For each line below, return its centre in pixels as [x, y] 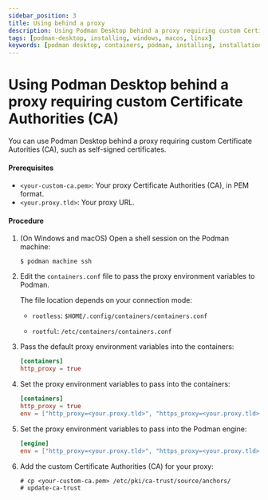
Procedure [26, 220]
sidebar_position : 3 [43, 16]
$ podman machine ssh [55, 262]
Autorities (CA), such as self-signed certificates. [87, 149]
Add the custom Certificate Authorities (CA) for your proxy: [116, 466]
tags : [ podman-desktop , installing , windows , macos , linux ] [110, 38]
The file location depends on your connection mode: [106, 300]
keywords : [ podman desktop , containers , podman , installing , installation [135, 46]
